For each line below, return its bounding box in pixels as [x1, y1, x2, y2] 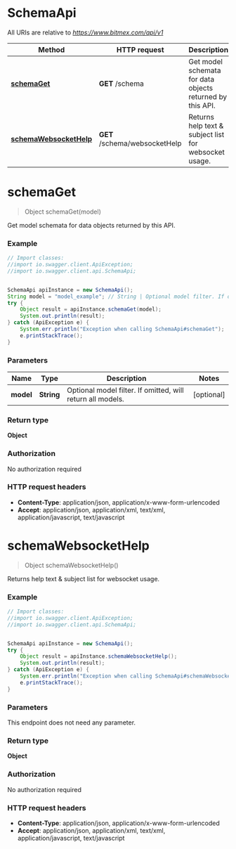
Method [38, 44, 65, 54]
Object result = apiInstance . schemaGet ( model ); [20, 306, 162, 313]
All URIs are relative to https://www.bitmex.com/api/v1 [7, 28, 164, 37]
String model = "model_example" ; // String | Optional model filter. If [7, 293, 225, 300]
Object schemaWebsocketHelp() [24, 561, 119, 569]
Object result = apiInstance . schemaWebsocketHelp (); [20, 653, 178, 660]
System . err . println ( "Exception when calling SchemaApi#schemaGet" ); [20, 325, 225, 333]
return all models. [66, 394, 124, 403]
